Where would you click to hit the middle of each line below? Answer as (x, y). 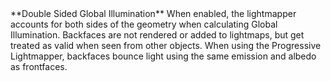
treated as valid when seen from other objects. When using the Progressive (166, 45)
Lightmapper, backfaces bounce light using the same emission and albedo (163, 56)
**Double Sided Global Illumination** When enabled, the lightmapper (153, 13)
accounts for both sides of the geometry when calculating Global (144, 24)
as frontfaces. (39, 66)
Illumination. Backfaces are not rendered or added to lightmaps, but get (157, 35)
